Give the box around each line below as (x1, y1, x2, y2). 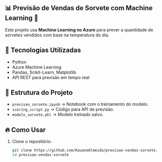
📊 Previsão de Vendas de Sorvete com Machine (5, 4, 153, 12)
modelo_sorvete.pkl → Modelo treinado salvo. (12, 112, 104, 117)
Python (12, 59, 27, 65)
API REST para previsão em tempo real (12, 74, 90, 80)
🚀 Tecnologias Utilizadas (5, 46, 81, 54)
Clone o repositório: (12, 139, 52, 145)
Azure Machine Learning (12, 64, 62, 70)
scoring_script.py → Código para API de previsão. (12, 106, 114, 113)
